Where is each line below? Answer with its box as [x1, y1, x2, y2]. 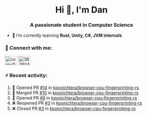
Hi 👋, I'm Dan [55, 4, 108, 15]
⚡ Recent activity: [5, 72, 48, 79]
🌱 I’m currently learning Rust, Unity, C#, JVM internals [12, 32, 122, 38]
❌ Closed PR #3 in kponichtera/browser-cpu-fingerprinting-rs [12, 106, 136, 112]
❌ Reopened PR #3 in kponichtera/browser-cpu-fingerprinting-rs [12, 100, 142, 106]
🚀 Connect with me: [5, 44, 52, 51]
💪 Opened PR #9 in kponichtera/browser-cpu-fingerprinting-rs [12, 95, 137, 101]
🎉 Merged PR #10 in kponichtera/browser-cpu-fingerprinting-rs [12, 90, 139, 96]
